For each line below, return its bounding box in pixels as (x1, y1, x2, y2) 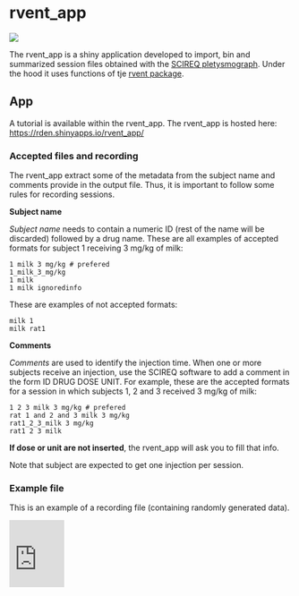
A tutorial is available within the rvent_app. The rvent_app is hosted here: (9, 117, 278, 128)
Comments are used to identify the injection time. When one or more (9, 357, 262, 369)
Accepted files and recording (9, 149, 139, 162)
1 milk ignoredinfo (9, 284, 82, 293)
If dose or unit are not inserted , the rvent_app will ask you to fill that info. (9, 442, 279, 454)
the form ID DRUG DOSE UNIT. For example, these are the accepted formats (9, 377, 290, 387)
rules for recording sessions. (9, 189, 115, 200)
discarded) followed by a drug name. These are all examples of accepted (9, 234, 279, 244)
